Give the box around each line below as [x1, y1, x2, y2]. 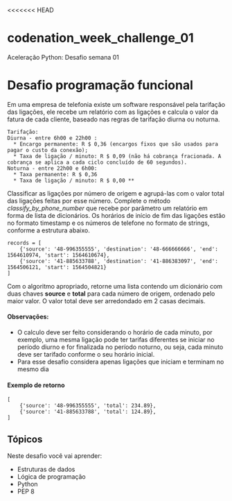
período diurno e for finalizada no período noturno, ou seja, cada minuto [17, 343, 224, 351]
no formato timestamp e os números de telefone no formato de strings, [7, 219, 210, 227]
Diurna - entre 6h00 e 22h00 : [7, 135, 98, 142]
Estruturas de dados [17, 465, 75, 474]
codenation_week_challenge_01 [7, 31, 194, 46]
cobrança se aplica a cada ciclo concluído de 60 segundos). [7, 159, 188, 166]
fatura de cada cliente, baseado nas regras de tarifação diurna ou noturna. [7, 114, 220, 124]
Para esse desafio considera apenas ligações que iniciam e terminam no [17, 357, 224, 366]
